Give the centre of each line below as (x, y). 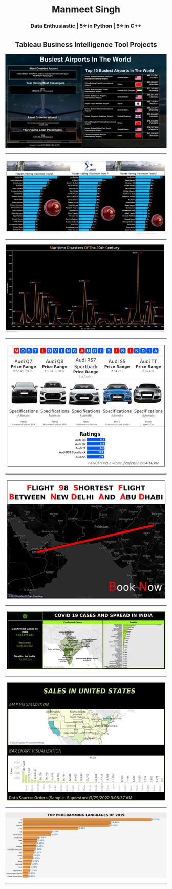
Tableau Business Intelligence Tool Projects (86, 44)
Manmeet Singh (86, 9)
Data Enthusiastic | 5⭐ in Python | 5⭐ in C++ (86, 26)
